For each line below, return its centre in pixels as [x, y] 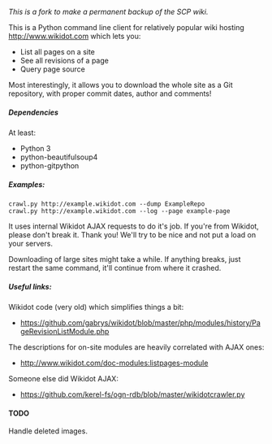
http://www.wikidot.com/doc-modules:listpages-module [114, 363]
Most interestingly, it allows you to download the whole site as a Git [121, 85]
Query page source [52, 69]
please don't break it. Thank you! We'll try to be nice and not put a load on [132, 234]
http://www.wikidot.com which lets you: [75, 36]
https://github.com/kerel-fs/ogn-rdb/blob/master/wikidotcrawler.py [132, 394]
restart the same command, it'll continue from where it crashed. [115, 268]
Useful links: [30, 286]
